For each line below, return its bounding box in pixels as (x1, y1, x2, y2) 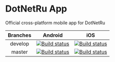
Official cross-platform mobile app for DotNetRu (5, 20, 105, 26)
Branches (8, 31, 31, 38)
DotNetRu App (5, 3, 67, 15)
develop (10, 40, 29, 47)
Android (43, 31, 63, 38)
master (11, 48, 28, 55)
